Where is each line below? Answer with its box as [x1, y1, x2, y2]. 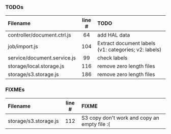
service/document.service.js [8, 54, 76, 61]
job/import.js [8, 43, 38, 50]
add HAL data [97, 31, 130, 39]
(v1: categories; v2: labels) [97, 46, 162, 53]
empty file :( [81, 120, 110, 127]
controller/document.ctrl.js [8, 31, 71, 39]
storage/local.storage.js [8, 62, 65, 70]
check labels [97, 54, 128, 61]
